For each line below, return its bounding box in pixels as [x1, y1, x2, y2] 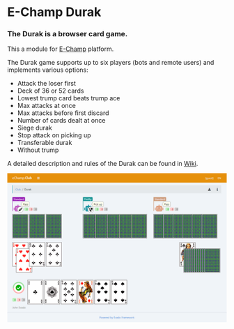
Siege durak [17, 123, 52, 132]
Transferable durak [17, 139, 72, 147]
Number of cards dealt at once [17, 116, 106, 125]
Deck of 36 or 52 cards [17, 86, 84, 95]
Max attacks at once [17, 102, 77, 110]
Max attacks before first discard [17, 109, 109, 117]
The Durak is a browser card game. [7, 29, 128, 39]
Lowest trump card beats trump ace [17, 94, 120, 102]
